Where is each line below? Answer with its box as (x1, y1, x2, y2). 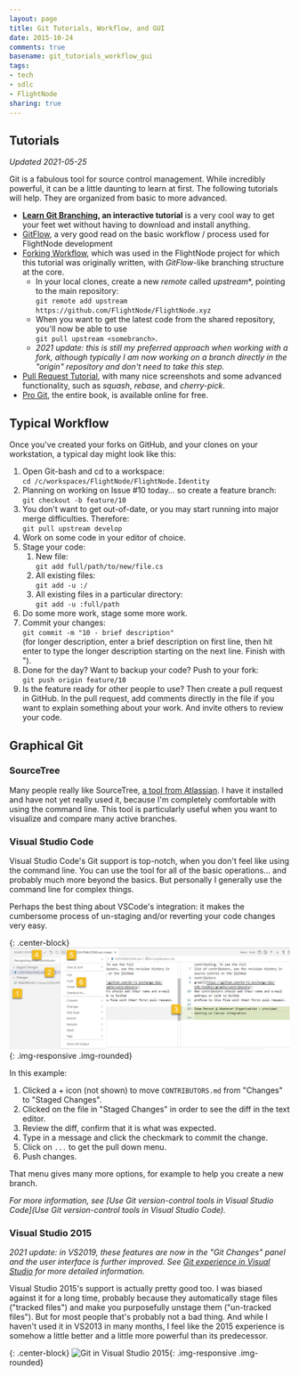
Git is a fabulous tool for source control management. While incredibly (9, 174, 266, 184)
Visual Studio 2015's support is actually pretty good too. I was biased (9, 1283, 263, 1293)
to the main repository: (35, 286, 119, 297)
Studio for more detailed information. (9, 1266, 145, 1276)
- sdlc (9, 80, 34, 89)
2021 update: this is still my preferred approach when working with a (35, 343, 288, 354)
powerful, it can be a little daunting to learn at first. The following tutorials (9, 183, 279, 194)
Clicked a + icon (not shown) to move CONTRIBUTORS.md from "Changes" (21, 1085, 283, 1095)
